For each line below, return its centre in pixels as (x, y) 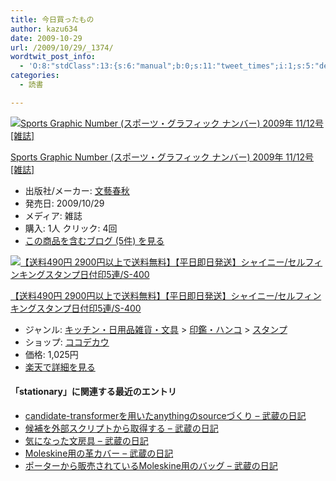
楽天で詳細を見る (60, 367)
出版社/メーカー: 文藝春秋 (77, 190)
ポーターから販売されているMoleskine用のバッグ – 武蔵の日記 (151, 465)
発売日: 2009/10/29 (64, 203)
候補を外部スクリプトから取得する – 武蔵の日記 (121, 428)
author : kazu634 (44, 29)
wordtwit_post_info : (53, 57)
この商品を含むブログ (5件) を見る (94, 240)
